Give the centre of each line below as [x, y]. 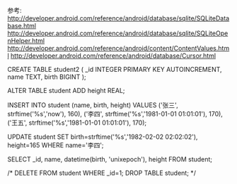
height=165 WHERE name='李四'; [56, 145]
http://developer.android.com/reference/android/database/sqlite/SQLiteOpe [118, 33]
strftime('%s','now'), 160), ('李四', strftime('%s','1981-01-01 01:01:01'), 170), [115, 114]
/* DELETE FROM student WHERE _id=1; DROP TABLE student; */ [102, 173]
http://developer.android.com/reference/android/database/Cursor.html [113, 56]
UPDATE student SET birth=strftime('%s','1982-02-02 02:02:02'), [103, 137]
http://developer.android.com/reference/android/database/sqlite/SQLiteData [118, 18]
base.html [22, 26]
